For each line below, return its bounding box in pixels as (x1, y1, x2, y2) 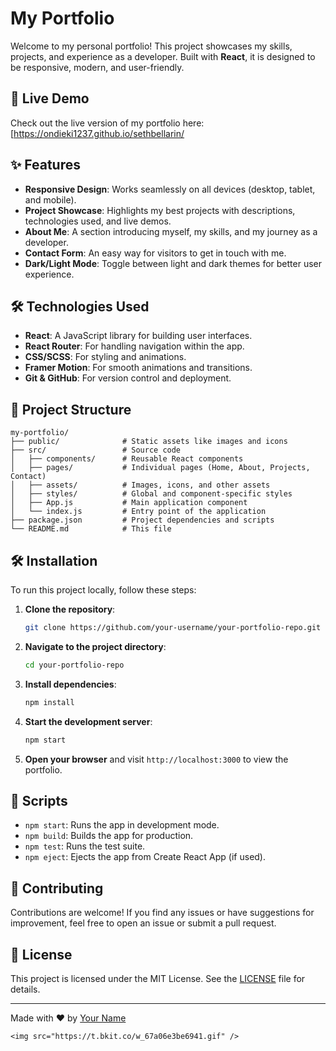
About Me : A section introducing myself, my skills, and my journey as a (24, 225, 318, 237)
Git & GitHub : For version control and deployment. (24, 372, 232, 384)
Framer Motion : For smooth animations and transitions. (24, 362, 253, 374)
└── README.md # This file (10, 524, 172, 534)
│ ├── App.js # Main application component (10, 498, 248, 508)
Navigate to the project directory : (24, 640, 167, 652)
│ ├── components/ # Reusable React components (10, 454, 244, 464)
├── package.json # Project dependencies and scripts (10, 515, 275, 526)
